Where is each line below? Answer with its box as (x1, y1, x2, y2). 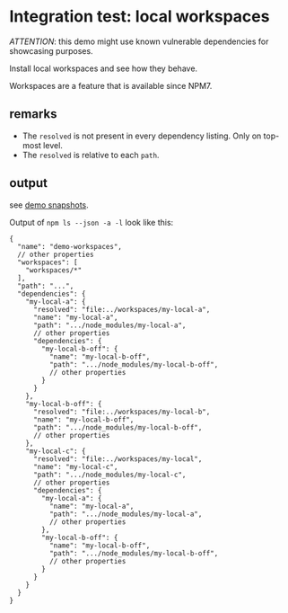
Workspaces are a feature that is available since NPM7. (9, 80, 213, 91)
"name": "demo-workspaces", (17, 242, 123, 251)
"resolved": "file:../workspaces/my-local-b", (32, 407, 211, 416)
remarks (9, 106, 57, 122)
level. (43, 139, 63, 150)
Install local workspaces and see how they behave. (9, 63, 198, 74)
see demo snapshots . (9, 200, 90, 210)
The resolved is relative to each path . (22, 149, 160, 160)
